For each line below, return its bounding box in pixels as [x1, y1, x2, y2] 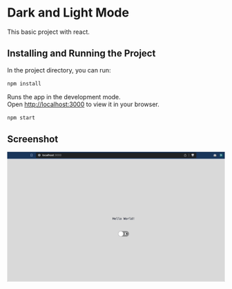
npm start [7, 114, 36, 121]
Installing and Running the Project [7, 48, 156, 59]
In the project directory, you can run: [7, 66, 111, 74]
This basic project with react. [7, 28, 90, 36]
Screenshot [7, 133, 59, 145]
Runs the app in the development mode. [7, 92, 121, 101]
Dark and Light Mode [7, 5, 130, 21]
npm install [7, 80, 41, 87]
